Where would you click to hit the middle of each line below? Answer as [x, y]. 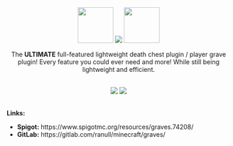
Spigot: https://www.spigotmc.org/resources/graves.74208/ [105, 127]
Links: [16, 113]
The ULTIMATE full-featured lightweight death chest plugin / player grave [119, 54]
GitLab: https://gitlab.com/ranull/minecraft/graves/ [91, 134]
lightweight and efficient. [119, 69]
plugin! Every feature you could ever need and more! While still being [119, 62]
